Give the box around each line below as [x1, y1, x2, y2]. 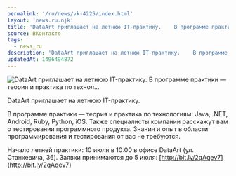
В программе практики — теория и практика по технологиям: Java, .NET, [7, 109, 228, 118]
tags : [7, 36, 23, 43]
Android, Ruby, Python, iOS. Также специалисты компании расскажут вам [7, 117, 228, 126]
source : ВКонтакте [7, 29, 61, 37]
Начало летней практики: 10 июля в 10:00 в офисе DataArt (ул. [7, 145, 195, 154]
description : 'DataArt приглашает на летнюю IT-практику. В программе [7, 50, 228, 57]
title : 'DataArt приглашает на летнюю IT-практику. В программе [7, 23, 209, 30]
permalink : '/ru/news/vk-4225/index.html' [7, 10, 133, 18]
